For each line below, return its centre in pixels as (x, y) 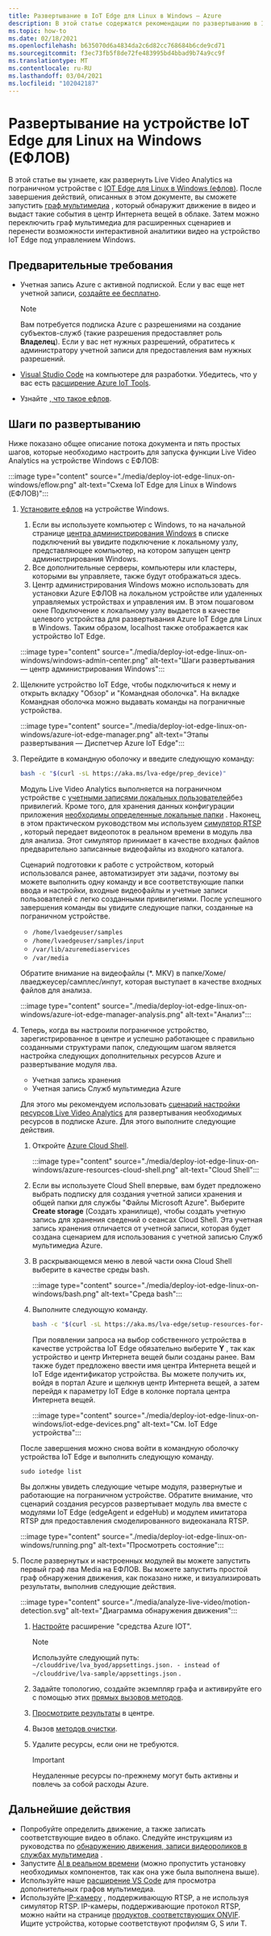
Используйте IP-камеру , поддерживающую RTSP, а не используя (134, 1897)
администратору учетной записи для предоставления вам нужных (135, 350)
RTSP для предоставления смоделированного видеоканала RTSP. (134, 1520)
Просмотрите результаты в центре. (93, 1712)
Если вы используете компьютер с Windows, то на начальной (139, 525)
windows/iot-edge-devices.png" (86, 1424)
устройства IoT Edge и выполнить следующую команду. (117, 1457)
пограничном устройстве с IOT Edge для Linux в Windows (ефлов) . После (135, 188)
